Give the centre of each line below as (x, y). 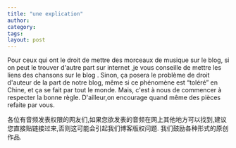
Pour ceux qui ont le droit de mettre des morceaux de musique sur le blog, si (118, 60)
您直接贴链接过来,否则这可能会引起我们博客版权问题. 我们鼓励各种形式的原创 (118, 128)
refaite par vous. (31, 105)
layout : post (26, 40)
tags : (15, 33)
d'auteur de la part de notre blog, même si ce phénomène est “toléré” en (113, 82)
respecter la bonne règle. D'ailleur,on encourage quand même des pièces (114, 98)
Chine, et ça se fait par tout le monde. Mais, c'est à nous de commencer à (114, 90)
